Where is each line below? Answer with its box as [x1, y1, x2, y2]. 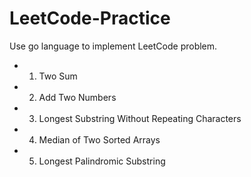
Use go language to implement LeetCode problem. [9, 40, 218, 52]
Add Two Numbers [38, 91, 117, 103]
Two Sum [38, 70, 78, 82]
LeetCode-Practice [9, 7, 171, 30]
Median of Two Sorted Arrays [38, 133, 161, 146]
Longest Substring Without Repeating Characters [38, 112, 242, 124]
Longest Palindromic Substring [38, 155, 166, 167]
